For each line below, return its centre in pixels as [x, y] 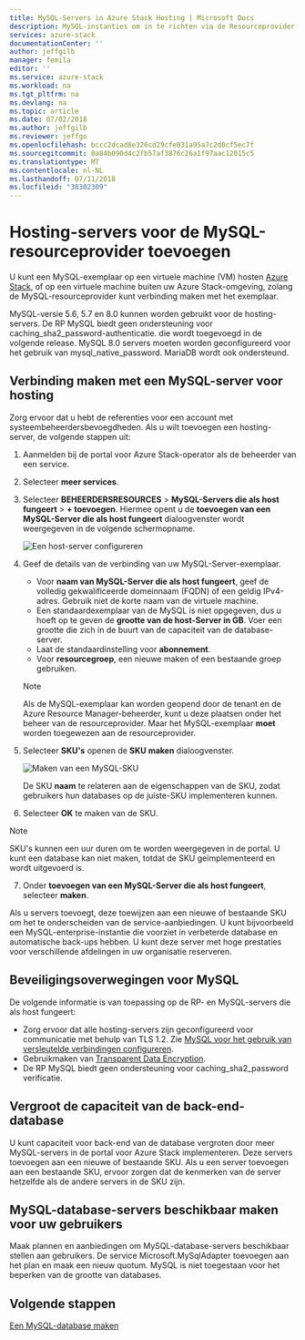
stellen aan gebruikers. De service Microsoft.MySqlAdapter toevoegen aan [149, 1256]
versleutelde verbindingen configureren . [98, 1048]
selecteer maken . [56, 895]
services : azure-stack [52, 35]
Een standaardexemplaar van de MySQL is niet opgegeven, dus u [159, 610]
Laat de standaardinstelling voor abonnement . [123, 649]
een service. [46, 464]
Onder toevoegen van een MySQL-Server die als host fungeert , [144, 885]
